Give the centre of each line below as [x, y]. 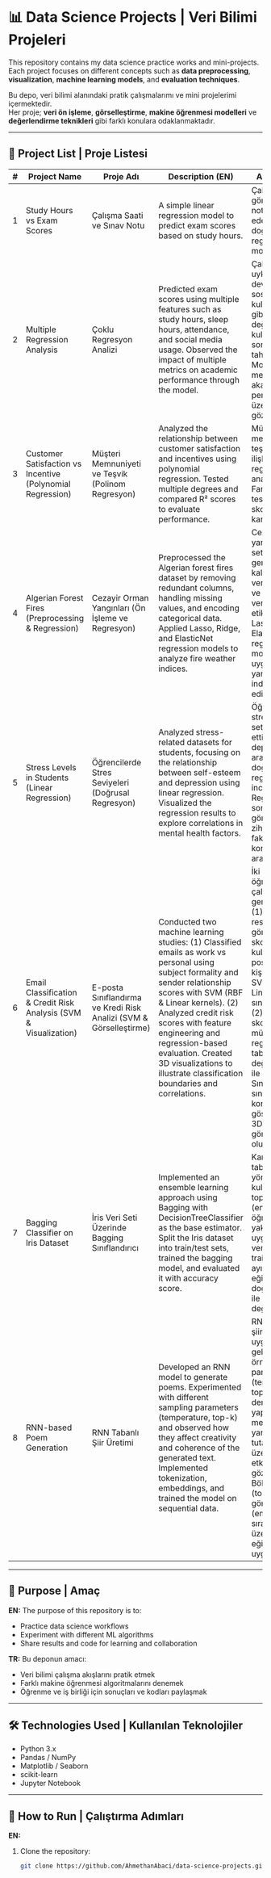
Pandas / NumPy [48, 1758]
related [172, 742]
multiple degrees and [198, 488]
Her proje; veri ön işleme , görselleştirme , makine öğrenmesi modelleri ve [133, 112]
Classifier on [50, 1232]
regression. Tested [194, 479]
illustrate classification [201, 1073]
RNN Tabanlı [115, 1432]
